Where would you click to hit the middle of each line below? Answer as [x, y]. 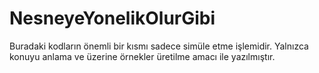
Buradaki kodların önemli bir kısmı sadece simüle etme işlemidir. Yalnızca [159, 46]
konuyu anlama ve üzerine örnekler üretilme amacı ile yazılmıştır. [142, 56]
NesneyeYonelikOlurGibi [112, 18]
